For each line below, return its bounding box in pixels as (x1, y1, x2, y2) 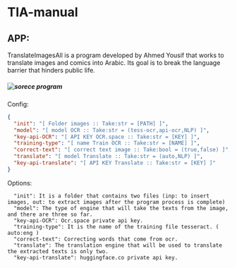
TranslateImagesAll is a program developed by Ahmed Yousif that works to (7, 51, 224, 59)
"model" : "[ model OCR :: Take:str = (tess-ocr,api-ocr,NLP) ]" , (13, 126, 210, 134)
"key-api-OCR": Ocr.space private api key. (13, 217, 143, 224)
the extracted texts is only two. (7, 248, 109, 255)
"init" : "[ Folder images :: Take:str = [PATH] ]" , (13, 120, 169, 127)
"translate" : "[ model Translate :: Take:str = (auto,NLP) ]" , (13, 153, 203, 160)
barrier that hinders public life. (7, 66, 95, 74)
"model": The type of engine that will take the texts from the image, (13, 205, 229, 212)
